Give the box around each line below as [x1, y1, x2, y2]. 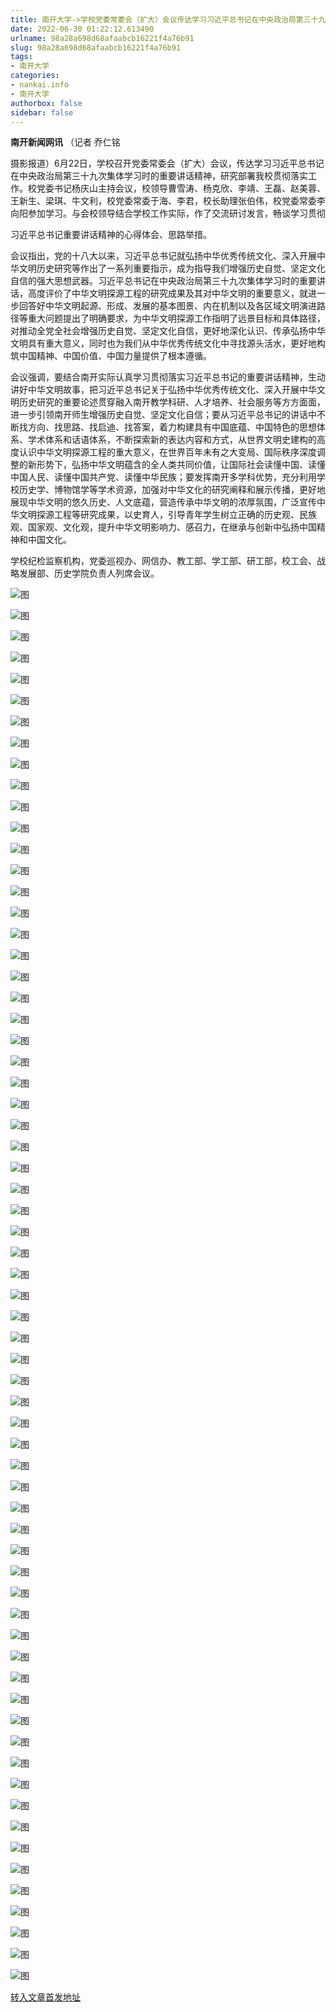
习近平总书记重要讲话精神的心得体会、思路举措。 [10, 229, 212, 241]
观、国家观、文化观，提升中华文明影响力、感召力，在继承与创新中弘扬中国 [10, 521, 317, 533]
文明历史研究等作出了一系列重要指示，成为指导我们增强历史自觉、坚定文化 [18, 262, 326, 275]
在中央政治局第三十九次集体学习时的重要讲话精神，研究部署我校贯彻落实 [10, 170, 308, 182]
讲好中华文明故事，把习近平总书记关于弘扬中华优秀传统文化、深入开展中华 [10, 384, 317, 396]
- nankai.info [10, 80, 70, 90]
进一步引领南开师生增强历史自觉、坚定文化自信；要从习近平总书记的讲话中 [10, 409, 317, 421]
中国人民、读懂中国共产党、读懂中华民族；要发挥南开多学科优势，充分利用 [10, 471, 317, 483]
